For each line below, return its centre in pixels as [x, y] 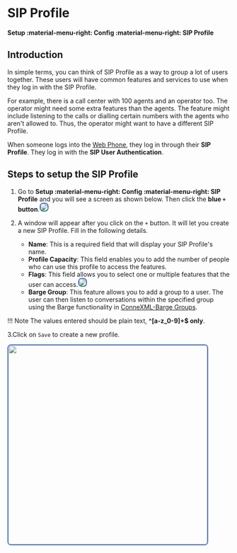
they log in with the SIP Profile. [52, 87]
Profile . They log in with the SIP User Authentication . [86, 152]
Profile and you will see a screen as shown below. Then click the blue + [122, 199]
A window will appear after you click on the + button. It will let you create [123, 223]
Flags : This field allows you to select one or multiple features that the [129, 274]
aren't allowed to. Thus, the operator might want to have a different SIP [111, 123]
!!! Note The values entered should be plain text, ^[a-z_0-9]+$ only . [106, 321]
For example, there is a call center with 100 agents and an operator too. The [117, 101]
